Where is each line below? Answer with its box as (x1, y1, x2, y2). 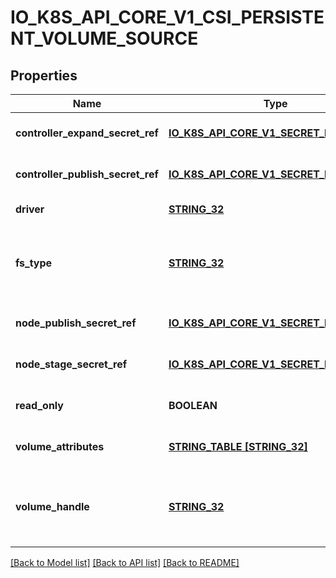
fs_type (15, 256, 53, 270)
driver (15, 202, 45, 216)
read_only (15, 399, 64, 412)
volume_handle (15, 500, 90, 513)
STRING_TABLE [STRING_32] (168, 440, 308, 453)
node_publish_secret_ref (15, 316, 137, 330)
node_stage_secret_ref (15, 357, 128, 371)
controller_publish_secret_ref (15, 167, 159, 181)
